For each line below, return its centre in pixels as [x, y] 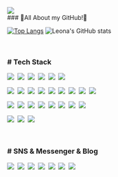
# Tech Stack [29, 62]
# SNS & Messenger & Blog [52, 152]
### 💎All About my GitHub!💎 [47, 17]
